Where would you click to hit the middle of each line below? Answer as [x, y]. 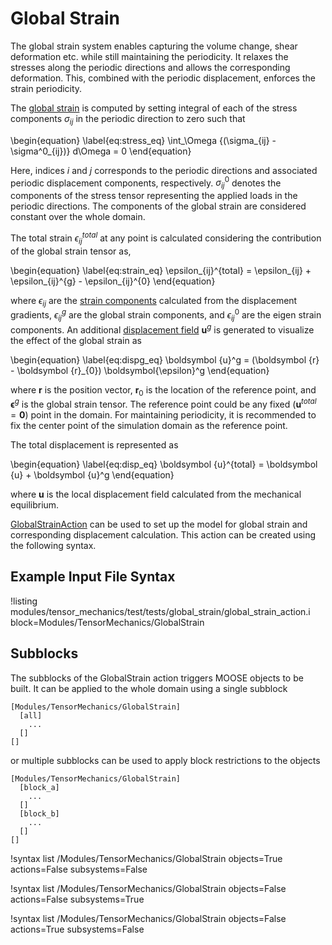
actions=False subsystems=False [79, 869]
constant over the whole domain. [78, 217]
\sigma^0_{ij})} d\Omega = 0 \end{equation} [101, 151]
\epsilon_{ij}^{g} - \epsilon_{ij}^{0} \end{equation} [113, 281]
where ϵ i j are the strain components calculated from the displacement [154, 301]
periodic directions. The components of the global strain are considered [158, 206]
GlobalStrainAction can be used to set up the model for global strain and [159, 524]
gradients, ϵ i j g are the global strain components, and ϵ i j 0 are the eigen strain [166, 315]
